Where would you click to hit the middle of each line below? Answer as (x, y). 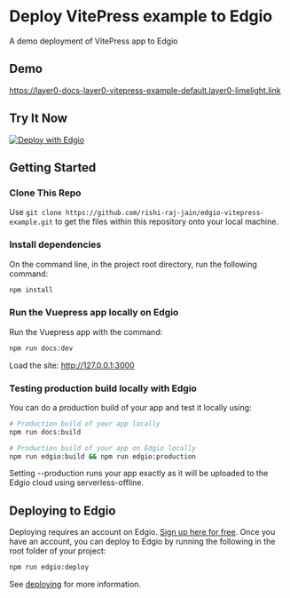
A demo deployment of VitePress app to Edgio (94, 41)
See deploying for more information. (75, 585)
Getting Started (53, 167)
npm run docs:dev (41, 348)
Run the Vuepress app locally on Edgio (94, 313)
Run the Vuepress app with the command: (86, 331)
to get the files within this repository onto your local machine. (167, 222)
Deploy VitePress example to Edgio (141, 16)
